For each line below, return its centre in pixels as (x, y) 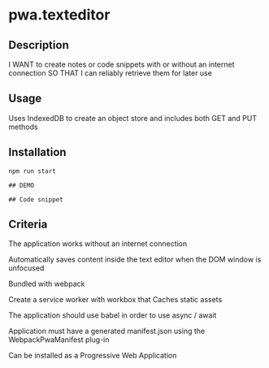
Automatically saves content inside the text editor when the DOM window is (135, 260)
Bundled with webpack (47, 284)
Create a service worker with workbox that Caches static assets (115, 300)
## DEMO (22, 185)
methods (23, 127)
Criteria (28, 225)
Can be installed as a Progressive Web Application (93, 356)
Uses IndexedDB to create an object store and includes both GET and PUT (133, 118)
